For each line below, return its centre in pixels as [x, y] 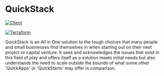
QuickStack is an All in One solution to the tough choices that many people [82, 42]
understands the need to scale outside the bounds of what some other [77, 63]
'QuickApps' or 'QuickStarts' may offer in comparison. [60, 68]
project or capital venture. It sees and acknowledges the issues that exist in [82, 52]
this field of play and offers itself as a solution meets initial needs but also [80, 57]
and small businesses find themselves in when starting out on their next [79, 47]
